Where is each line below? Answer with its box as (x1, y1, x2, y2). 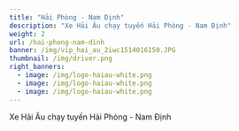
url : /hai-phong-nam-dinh (9, 37, 104, 47)
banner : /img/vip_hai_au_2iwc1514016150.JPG (9, 46, 176, 55)
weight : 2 (9, 29, 46, 38)
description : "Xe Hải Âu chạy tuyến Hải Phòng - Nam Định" (9, 21, 232, 30)
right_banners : (9, 63, 66, 72)
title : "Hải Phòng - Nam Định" (9, 12, 125, 22)
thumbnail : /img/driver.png (9, 54, 113, 63)
